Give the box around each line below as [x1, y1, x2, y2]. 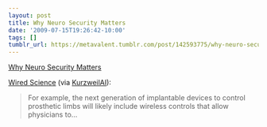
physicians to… [27, 110, 78, 119]
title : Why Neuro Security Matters [8, 19, 126, 27]
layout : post [8, 11, 52, 20]
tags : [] [8, 33, 37, 42]
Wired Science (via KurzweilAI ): [8, 78, 111, 88]
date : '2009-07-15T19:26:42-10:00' [8, 26, 126, 34]
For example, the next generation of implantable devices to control [27, 93, 246, 103]
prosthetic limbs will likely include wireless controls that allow [27, 102, 229, 111]
